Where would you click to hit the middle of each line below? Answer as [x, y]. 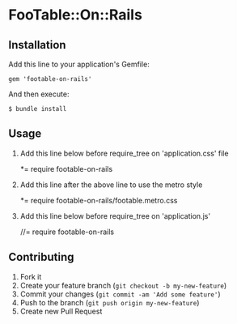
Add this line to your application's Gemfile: [79, 64]
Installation [37, 45]
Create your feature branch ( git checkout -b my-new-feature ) [123, 285]
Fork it [31, 276]
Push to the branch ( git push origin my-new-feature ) [110, 302]
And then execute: [39, 94]
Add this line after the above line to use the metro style [111, 185]
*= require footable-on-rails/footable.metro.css [99, 200]
